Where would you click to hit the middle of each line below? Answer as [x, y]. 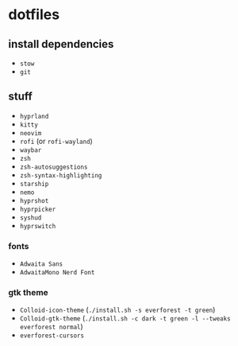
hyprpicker [38, 209]
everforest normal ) [51, 327]
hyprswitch [38, 226]
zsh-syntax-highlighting [61, 175]
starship [34, 184]
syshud [31, 218]
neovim [31, 133]
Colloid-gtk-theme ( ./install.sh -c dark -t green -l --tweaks [125, 318]
